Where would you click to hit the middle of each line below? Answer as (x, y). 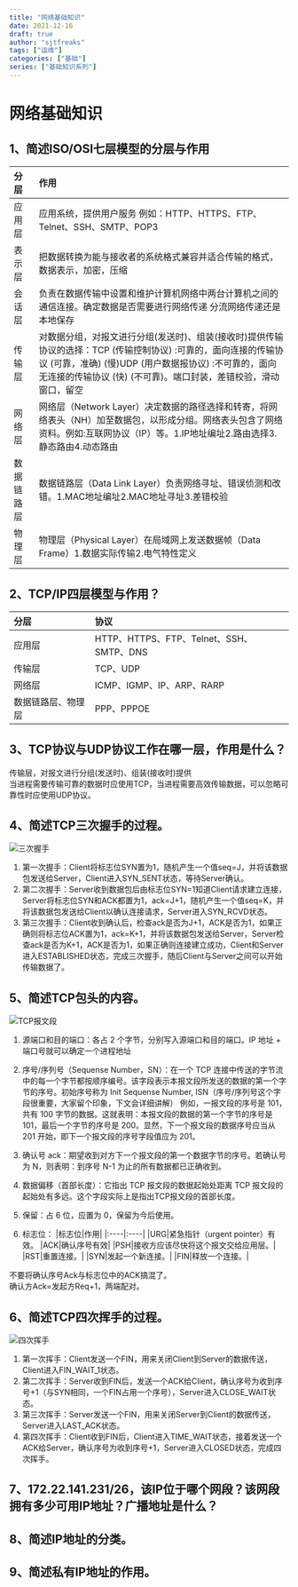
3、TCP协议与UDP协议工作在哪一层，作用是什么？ (148, 750)
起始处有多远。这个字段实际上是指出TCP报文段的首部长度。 (131, 1196)
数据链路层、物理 (50, 702)
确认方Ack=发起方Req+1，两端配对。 (77, 1286)
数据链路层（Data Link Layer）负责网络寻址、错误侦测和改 (160, 483)
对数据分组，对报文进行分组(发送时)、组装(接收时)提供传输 (161, 337)
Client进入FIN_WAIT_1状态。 (73, 1369)
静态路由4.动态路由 (78, 447)
